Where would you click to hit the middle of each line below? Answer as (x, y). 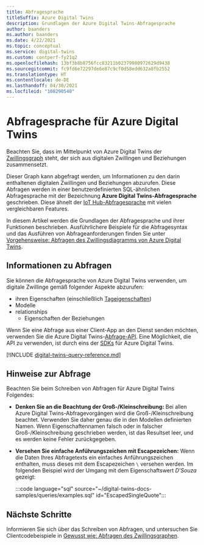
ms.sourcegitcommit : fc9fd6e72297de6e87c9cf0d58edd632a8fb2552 (88, 69)
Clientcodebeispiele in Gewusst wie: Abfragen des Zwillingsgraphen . (93, 536)
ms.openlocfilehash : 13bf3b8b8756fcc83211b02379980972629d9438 (88, 63)
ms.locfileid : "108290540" (40, 92)
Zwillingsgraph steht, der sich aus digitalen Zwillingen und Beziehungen (97, 158)
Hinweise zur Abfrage (49, 374)
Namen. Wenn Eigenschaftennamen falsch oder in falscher (89, 426)
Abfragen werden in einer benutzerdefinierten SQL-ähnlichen (83, 189)
